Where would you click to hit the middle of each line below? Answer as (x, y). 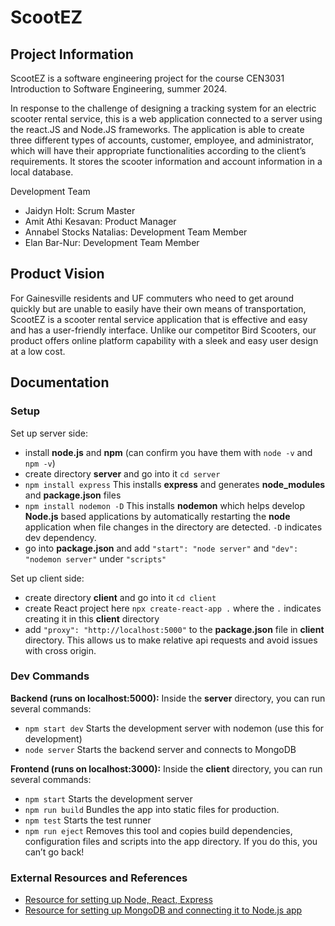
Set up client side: (47, 578)
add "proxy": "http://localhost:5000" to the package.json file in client (174, 629)
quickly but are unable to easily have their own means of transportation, (158, 308)
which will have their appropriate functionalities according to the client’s (158, 150)
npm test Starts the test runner (88, 820)
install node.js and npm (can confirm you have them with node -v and (168, 452)
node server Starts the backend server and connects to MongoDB (160, 749)
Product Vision (57, 274)
